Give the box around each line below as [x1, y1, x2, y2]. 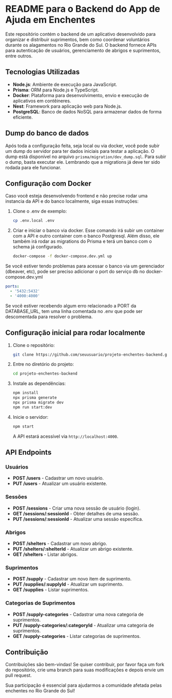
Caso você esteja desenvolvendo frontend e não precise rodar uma [5, 193, 148, 199]
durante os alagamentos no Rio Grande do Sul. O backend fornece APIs [5, 42, 157, 48]
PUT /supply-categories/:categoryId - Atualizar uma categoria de [12, 622, 154, 628]
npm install [12, 391, 39, 396]
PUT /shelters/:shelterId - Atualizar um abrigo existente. [12, 546, 133, 552]
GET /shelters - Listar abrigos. [12, 551, 78, 557]
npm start [12, 424, 34, 429]
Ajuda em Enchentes [5, 14, 96, 26]
